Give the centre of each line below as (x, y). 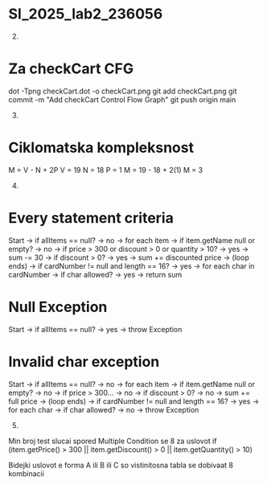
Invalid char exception (84, 362)
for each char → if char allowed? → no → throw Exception (104, 409)
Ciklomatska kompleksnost (101, 148)
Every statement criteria (91, 218)
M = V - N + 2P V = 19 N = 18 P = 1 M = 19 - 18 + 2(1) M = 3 (106, 170)
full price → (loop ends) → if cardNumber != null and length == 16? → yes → (134, 401)
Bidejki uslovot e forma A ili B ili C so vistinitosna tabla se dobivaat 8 (121, 465)
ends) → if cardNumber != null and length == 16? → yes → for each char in (131, 265)
